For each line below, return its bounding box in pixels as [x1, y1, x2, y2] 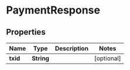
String [31, 54, 49, 62]
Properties [6, 27, 46, 37]
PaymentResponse [6, 4, 101, 17]
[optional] [94, 54, 122, 62]
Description [55, 45, 89, 52]
